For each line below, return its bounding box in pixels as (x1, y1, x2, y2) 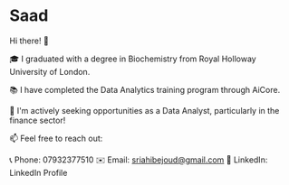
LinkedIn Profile (9, 167, 68, 178)
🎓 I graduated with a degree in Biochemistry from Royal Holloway (9, 53, 256, 64)
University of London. (9, 66, 91, 77)
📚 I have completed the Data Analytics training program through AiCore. (9, 84, 281, 95)
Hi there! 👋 (9, 35, 50, 46)
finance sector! (9, 115, 66, 125)
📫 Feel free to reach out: (9, 133, 103, 143)
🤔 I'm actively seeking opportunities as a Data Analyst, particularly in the (9, 105, 280, 116)
